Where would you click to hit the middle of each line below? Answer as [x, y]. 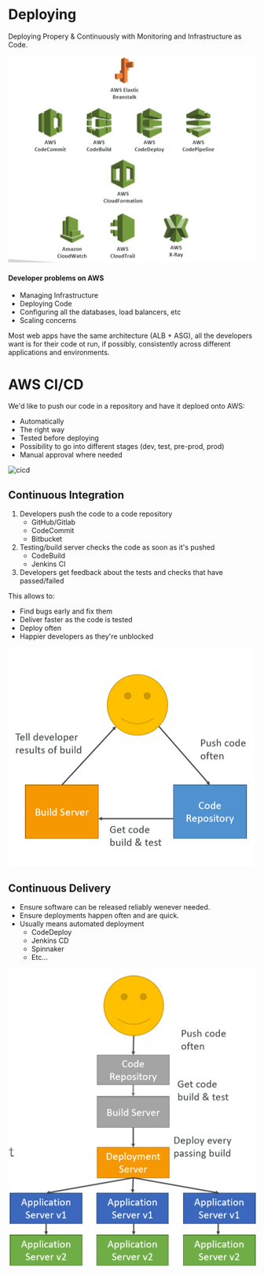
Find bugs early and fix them [66, 611]
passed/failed [42, 581]
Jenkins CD [50, 941]
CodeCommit [53, 531]
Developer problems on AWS [56, 278]
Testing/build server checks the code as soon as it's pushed [117, 547]
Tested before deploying [59, 438]
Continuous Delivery [60, 888]
